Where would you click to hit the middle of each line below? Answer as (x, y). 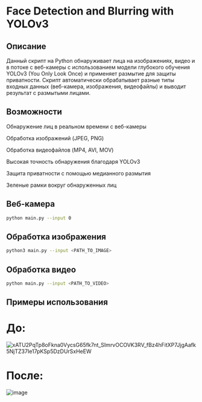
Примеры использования (57, 303)
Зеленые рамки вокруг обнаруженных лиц (62, 185)
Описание (26, 46)
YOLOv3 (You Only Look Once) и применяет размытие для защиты (91, 73)
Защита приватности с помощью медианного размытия (79, 173)
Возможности (34, 112)
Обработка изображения (56, 237)
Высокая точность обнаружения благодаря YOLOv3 (73, 161)
